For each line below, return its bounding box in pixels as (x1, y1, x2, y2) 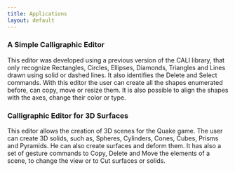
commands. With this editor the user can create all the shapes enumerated (7, 78, 223, 86)
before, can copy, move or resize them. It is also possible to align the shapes (7, 86, 229, 94)
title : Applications (7, 10, 68, 18)
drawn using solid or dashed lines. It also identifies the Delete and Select (7, 71, 217, 79)
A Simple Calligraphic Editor (7, 40, 105, 50)
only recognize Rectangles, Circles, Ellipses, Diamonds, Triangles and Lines (7, 63, 226, 72)
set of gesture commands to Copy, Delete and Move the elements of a (7, 149, 210, 158)
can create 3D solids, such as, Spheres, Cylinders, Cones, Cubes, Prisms (7, 134, 219, 143)
